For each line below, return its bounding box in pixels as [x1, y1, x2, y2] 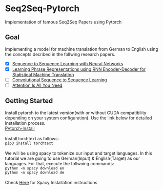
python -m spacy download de [5, 170, 64, 175]
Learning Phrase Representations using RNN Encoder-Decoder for [12, 66, 146, 72]
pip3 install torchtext [5, 141, 54, 146]
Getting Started [5, 97, 53, 105]
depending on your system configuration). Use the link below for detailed [5, 115, 152, 121]
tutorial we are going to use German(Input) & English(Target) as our [5, 155, 140, 161]
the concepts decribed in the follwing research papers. [5, 51, 116, 57]
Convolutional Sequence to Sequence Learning [12, 76, 107, 83]
